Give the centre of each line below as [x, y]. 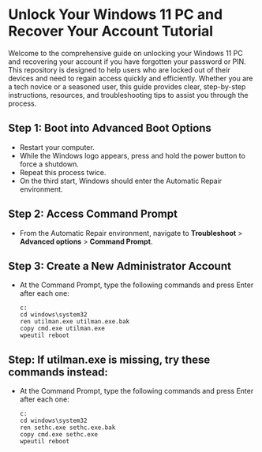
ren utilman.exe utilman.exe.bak [75, 322]
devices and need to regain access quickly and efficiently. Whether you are [131, 78]
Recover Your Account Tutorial [111, 31]
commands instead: [58, 372]
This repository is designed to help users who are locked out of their [119, 69]
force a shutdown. [49, 164]
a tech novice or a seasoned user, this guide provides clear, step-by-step [127, 86]
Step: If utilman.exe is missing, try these [109, 359]
